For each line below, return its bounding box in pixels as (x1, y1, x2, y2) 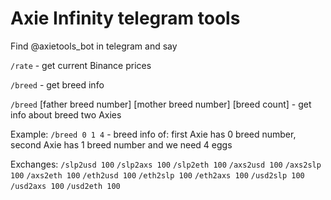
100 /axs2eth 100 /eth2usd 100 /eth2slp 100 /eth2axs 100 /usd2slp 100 (10, 170, 305, 181)
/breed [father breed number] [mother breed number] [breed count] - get (10, 98, 312, 110)
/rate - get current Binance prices (10, 59, 152, 71)
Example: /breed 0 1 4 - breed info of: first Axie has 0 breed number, (10, 128, 297, 140)
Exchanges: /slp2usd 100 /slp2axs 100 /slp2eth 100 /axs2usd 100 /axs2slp (10, 158, 322, 170)
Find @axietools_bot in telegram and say (10, 40, 178, 52)
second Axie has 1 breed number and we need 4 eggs (10, 138, 233, 151)
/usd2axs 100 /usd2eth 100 (10, 181, 121, 191)
